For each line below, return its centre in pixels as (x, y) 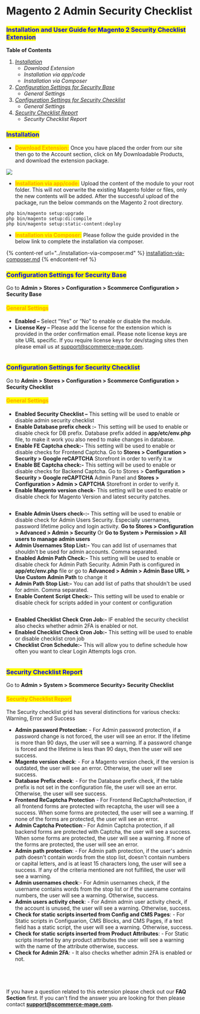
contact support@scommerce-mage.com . (60, 1004)
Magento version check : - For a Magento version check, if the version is (104, 762)
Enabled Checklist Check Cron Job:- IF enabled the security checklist (102, 619)
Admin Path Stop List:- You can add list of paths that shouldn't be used (103, 583)
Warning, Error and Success (41, 718)
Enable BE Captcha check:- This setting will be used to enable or (95, 465)
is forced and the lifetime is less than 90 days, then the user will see (98, 749)
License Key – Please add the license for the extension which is (93, 328)
